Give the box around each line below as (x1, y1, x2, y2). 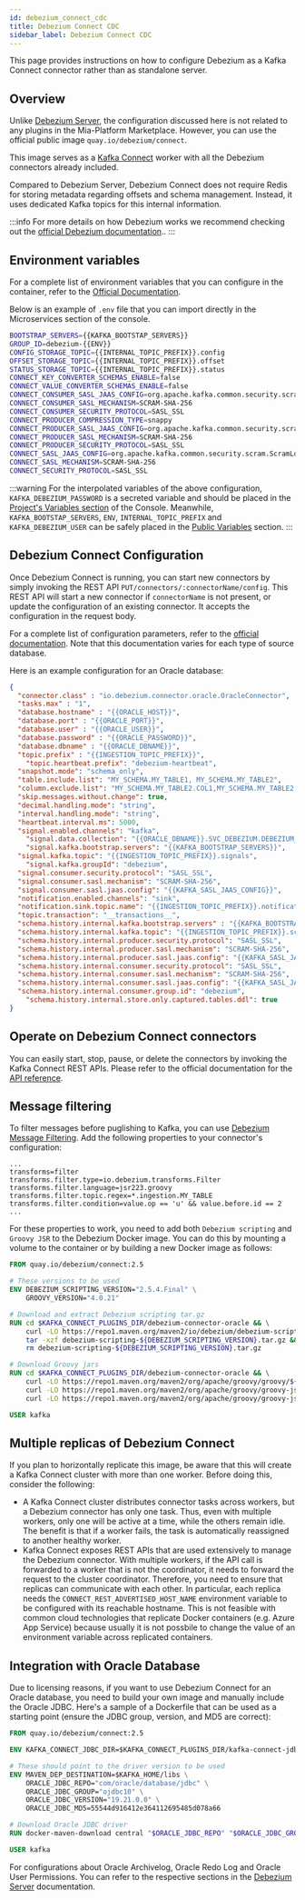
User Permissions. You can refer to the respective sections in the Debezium (9, 1871, 292, 1882)
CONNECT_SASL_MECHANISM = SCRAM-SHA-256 (9, 458, 156, 467)
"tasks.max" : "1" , (17, 699, 92, 709)
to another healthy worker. (22, 1535, 122, 1546)
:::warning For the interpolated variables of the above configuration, (9, 483, 263, 494)
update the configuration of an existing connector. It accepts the (9, 601, 251, 612)
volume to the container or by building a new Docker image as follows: (9, 1243, 273, 1254)
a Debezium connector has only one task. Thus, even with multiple (22, 1506, 272, 1517)
